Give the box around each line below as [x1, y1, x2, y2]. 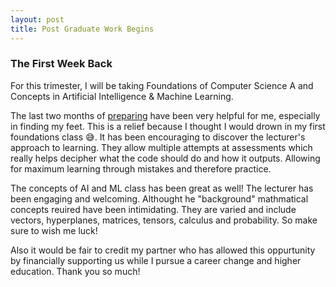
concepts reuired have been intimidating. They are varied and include [10, 203, 297, 215]
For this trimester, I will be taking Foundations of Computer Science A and [10, 79, 314, 91]
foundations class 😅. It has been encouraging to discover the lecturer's [10, 131, 306, 143]
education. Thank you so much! [10, 265, 141, 277]
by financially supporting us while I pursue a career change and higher [10, 254, 302, 266]
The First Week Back [10, 57, 113, 71]
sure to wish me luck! [10, 224, 98, 236]
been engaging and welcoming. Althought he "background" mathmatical [10, 192, 309, 205]
